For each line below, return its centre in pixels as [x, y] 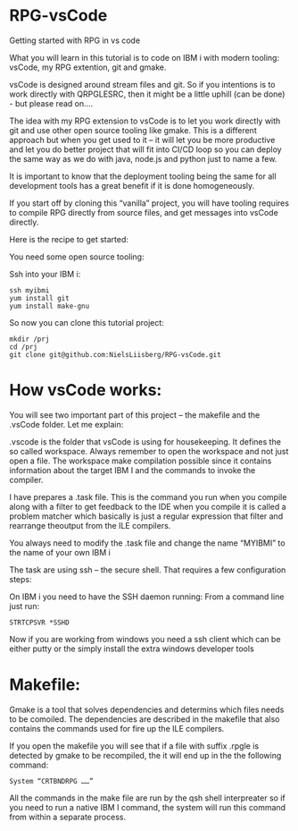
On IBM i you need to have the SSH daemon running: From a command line [147, 597]
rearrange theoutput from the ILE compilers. [90, 525]
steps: [21, 579]
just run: [25, 606]
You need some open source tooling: [77, 257]
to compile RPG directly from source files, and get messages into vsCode [144, 212]
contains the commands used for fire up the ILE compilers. [117, 728]
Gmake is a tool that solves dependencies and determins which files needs [147, 709]
